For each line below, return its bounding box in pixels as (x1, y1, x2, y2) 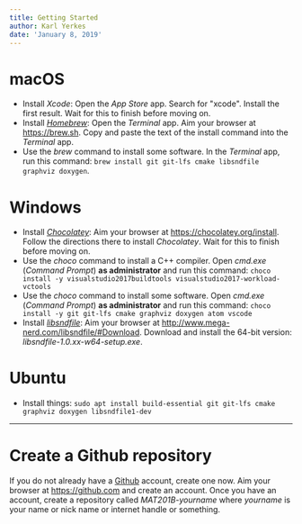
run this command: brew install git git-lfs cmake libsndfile (22, 156, 260, 167)
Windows (9, 197, 82, 217)
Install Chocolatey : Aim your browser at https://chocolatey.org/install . (22, 227, 280, 238)
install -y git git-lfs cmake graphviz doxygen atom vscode (22, 310, 253, 319)
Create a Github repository (9, 446, 213, 466)
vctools (22, 283, 51, 292)
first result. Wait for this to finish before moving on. (22, 108, 211, 119)
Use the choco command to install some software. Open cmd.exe (22, 290, 265, 302)
